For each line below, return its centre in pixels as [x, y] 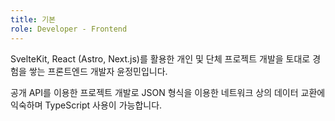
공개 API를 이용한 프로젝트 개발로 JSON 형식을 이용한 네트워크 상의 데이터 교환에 [168, 92]
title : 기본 [33, 19]
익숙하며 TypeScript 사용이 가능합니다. [86, 105]
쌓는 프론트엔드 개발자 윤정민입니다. [98, 71]
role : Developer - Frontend [69, 29]
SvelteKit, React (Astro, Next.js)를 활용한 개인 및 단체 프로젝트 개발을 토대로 [160, 58]
